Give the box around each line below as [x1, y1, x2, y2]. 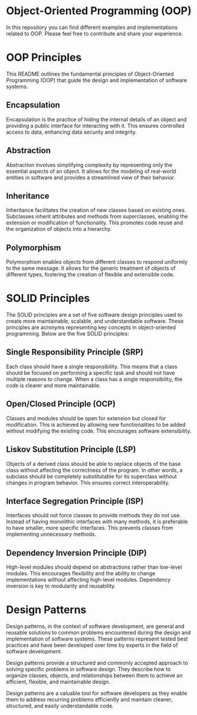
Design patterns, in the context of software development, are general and [6, 623, 185, 630]
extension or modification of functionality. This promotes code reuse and [6, 219, 183, 226]
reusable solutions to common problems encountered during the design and [6, 629, 191, 636]
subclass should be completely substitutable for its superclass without [6, 472, 177, 480]
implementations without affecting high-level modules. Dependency [6, 576, 171, 584]
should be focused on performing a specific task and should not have [6, 369, 175, 376]
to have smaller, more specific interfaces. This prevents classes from [6, 524, 173, 532]
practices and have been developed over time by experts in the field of [6, 642, 178, 649]
